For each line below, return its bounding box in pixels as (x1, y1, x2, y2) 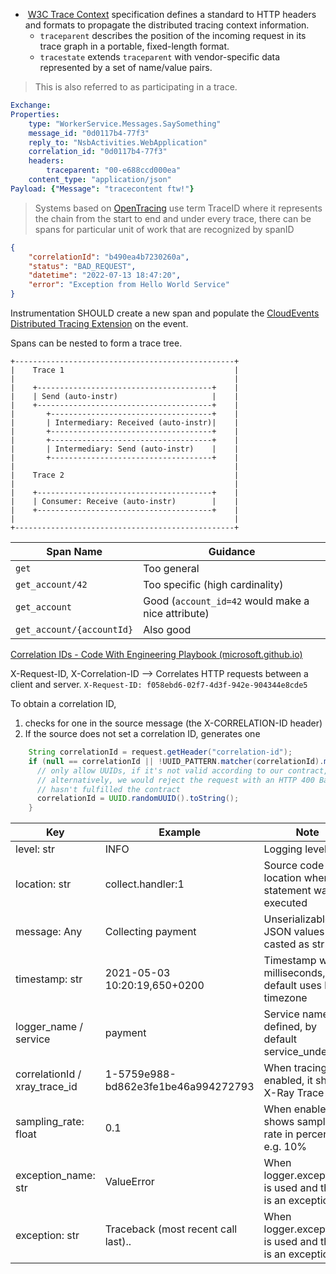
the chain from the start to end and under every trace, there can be (34, 212, 312, 224)
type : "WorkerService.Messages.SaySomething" (28, 119, 222, 129)
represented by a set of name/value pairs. (39, 62, 213, 73)
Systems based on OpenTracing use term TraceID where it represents (34, 202, 323, 214)
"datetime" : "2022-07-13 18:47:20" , (28, 270, 182, 281)
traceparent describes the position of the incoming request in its (39, 30, 307, 41)
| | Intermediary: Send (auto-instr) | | (10, 444, 240, 454)
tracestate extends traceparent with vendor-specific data (39, 51, 281, 63)
